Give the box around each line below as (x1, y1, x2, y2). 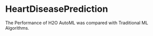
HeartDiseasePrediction (5, 3, 109, 15)
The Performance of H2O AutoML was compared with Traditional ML (5, 20, 148, 26)
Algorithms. (5, 25, 29, 31)
